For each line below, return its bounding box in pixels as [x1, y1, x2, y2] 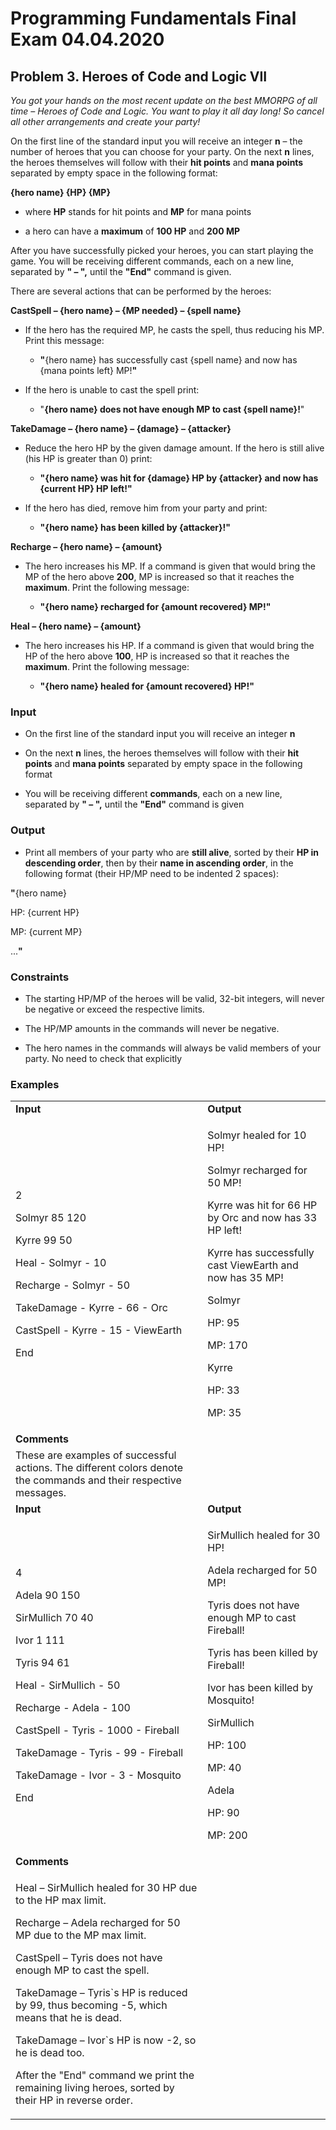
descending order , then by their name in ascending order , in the [24, 857, 294, 869]
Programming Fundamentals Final [10, 7, 297, 30]
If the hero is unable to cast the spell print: [24, 384, 200, 396]
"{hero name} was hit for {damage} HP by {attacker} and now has [39, 472, 319, 484]
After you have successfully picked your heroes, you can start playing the [10, 245, 314, 256]
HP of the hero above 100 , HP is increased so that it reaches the [24, 650, 290, 662]
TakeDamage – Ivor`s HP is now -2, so [15, 2033, 197, 2047]
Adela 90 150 [15, 1588, 81, 1602]
